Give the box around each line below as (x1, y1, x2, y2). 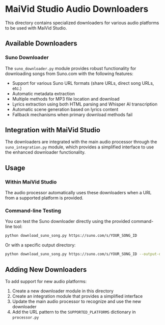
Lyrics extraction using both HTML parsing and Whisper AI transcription (12, 101, 158, 107)
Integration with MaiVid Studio (5, 126, 101, 134)
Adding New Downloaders (5, 265, 87, 274)
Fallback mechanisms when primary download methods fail (12, 111, 133, 117)
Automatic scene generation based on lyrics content (12, 106, 119, 112)
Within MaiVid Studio (5, 179, 57, 185)
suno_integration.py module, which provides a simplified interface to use (5, 144, 154, 150)
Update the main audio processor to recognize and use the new (12, 298, 141, 304)
